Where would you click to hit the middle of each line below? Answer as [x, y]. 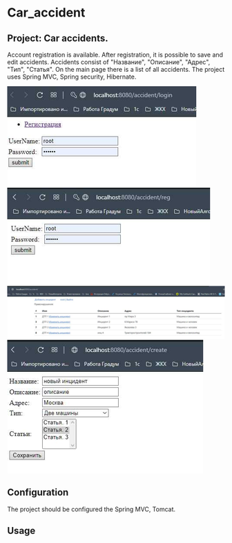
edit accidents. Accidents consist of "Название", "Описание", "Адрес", [109, 62]
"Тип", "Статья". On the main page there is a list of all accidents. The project [116, 69]
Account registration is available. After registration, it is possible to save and [115, 55]
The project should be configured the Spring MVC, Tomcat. [91, 509]
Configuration [38, 492]
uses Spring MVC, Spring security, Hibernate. [72, 77]
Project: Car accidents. [58, 38]
